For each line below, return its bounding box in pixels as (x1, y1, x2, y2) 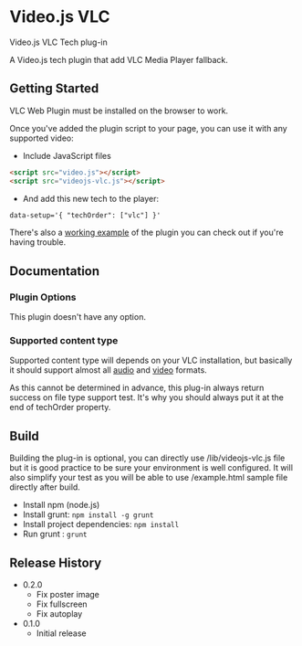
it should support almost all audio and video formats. (9, 365, 207, 376)
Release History (9, 555, 102, 570)
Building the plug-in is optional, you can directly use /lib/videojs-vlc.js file (9, 452, 286, 463)
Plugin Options (9, 291, 77, 303)
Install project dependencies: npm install (22, 519, 180, 530)
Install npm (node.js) (22, 500, 100, 511)
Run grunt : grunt (22, 528, 88, 540)
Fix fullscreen (36, 598, 89, 609)
